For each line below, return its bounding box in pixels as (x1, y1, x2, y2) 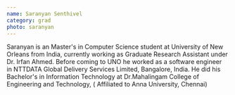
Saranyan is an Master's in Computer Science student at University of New (6, 43, 224, 51)
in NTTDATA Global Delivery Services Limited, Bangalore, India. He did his (6, 65, 221, 74)
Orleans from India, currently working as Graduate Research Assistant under (6, 50, 228, 58)
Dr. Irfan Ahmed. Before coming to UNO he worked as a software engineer (6, 58, 222, 66)
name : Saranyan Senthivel (6, 10, 82, 18)
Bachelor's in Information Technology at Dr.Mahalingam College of (6, 72, 200, 81)
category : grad (6, 17, 51, 24)
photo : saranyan (6, 23, 54, 30)
